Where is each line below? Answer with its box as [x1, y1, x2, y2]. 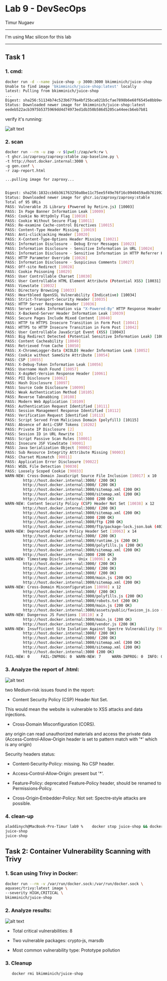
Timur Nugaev [5, 19, 35, 25]
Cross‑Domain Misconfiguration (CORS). [12, 721, 95, 727]
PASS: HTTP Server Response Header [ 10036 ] [5, 302, 97, 307]
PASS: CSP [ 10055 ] [5, 357, 43, 362]
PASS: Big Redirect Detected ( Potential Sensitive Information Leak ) [5, 334, 153, 339]
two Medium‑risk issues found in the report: [5, 687, 95, 693]
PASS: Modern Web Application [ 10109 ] [5, 399, 85, 404]
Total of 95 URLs [5, 200, 41, 205]
